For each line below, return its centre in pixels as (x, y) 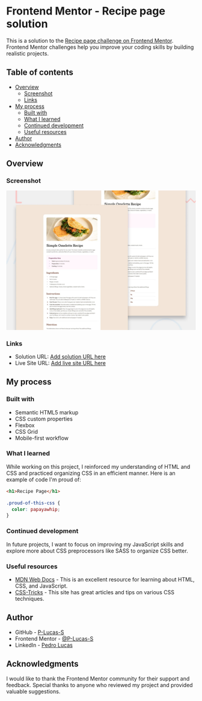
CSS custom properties (44, 419)
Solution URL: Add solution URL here (60, 357)
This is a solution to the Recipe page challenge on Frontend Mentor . (90, 40)
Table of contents (40, 73)
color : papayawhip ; (36, 509)
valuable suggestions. (33, 691)
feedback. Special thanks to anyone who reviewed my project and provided (100, 685)
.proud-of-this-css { (33, 503)
